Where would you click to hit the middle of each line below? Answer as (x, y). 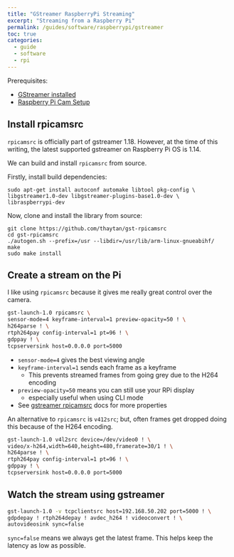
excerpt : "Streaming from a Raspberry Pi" (71, 21)
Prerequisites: (28, 80)
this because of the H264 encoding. (60, 426)
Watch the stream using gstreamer (86, 495)
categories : (25, 41)
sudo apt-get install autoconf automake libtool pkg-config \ (101, 189)
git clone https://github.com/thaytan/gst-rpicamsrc (87, 229)
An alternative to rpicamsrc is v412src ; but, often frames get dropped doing (117, 419)
